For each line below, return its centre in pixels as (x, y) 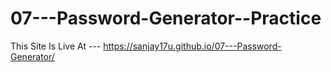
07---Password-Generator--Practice (166, 18)
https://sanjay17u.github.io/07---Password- (192, 46)
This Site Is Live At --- (56, 46)
